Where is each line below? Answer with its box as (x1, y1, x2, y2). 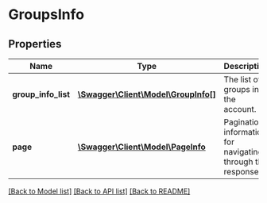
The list (223, 74, 252, 85)
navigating (223, 147, 264, 157)
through (223, 156, 253, 167)
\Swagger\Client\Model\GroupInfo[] (77, 89, 216, 100)
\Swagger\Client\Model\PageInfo (77, 141, 207, 152)
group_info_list (12, 89, 70, 100)
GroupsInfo (8, 6, 85, 24)
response (223, 167, 259, 177)
